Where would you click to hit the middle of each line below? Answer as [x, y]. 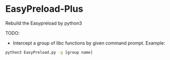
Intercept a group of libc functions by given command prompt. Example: [89, 43]
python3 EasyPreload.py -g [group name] [49, 52]
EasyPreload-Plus [44, 9]
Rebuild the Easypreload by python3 [44, 23]
